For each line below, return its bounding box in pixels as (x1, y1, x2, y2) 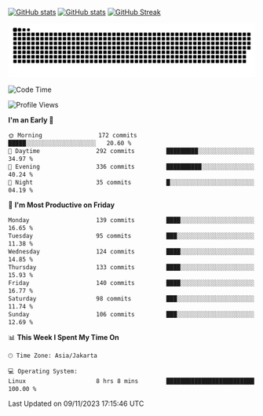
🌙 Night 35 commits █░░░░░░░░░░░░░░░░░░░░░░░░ (8, 178, 255, 186)
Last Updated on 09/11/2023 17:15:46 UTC (8, 399, 144, 408)
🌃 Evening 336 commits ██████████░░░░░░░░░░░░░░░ (8, 162, 255, 170)
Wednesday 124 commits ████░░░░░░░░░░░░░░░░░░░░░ (8, 247, 255, 255)
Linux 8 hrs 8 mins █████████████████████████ (8, 377, 255, 385)
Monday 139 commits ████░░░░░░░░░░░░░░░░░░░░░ (8, 216, 255, 224)
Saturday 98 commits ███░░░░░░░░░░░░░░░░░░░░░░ (8, 294, 255, 302)
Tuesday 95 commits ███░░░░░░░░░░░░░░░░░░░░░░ (8, 232, 255, 239)
